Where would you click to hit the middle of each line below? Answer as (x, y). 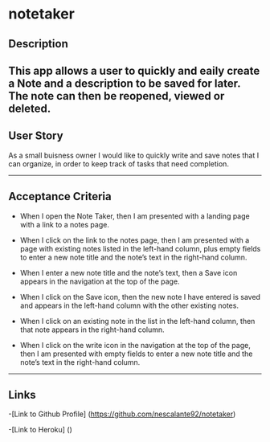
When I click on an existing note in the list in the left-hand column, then (137, 321)
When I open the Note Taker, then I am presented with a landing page (135, 216)
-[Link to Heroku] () (40, 430)
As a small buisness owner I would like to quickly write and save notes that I (134, 155)
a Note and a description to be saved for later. (125, 83)
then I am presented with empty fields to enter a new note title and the (136, 354)
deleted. (30, 108)
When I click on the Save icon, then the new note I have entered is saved (140, 297)
